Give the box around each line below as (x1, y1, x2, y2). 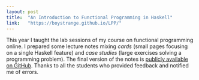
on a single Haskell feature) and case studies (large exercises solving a (6, 49, 182, 57)
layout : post (6, 8, 39, 15)
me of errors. (6, 69, 39, 76)
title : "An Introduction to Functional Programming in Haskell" (6, 14, 173, 20)
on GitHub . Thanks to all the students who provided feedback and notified (6, 62, 189, 69)
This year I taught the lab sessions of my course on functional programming (6, 37, 194, 44)
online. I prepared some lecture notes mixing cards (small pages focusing (6, 43, 188, 50)
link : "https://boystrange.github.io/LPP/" (6, 20, 122, 26)
